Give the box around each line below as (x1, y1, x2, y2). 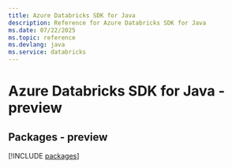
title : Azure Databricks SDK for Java (8, 11, 136, 20)
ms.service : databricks (8, 48, 87, 56)
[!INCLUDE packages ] (8, 151, 80, 160)
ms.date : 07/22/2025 (8, 26, 77, 34)
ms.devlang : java (8, 41, 65, 49)
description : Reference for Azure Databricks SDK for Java (8, 19, 207, 27)
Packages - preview (8, 130, 108, 144)
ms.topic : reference (8, 33, 77, 42)
